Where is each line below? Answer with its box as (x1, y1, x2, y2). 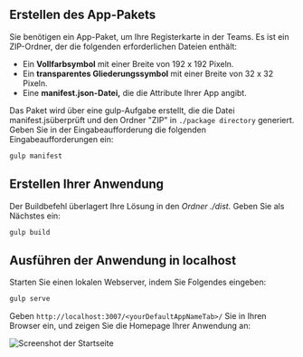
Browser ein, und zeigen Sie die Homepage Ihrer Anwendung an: (9, 321, 251, 332)
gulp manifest (9, 151, 63, 160)
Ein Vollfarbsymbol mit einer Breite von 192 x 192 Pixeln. (22, 58, 234, 69)
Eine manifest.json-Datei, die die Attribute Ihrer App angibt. (22, 87, 247, 98)
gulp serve (9, 294, 51, 304)
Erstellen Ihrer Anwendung (9, 177, 165, 192)
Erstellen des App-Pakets (9, 7, 156, 23)
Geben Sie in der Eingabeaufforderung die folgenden (9, 124, 206, 135)
